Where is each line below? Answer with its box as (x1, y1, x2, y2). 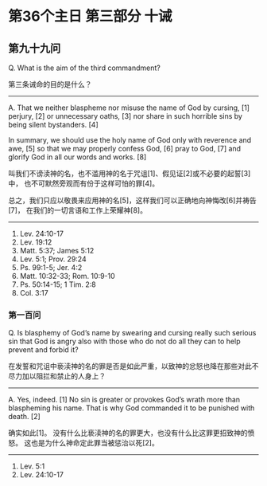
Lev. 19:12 (19, 237, 52, 247)
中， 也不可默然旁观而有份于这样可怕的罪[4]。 (8, 178, 160, 188)
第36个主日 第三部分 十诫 (8, 7, 172, 25)
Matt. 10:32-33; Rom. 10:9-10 (19, 272, 115, 280)
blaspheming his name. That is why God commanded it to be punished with (8, 403, 255, 413)
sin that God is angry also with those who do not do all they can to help (8, 336, 241, 347)
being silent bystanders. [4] (8, 120, 99, 129)
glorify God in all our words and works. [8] (8, 152, 147, 162)
